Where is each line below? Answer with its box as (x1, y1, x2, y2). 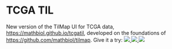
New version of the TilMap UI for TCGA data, (6, 23, 115, 30)
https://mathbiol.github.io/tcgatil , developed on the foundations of (6, 29, 166, 36)
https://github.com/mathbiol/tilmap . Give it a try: (6, 36, 123, 43)
